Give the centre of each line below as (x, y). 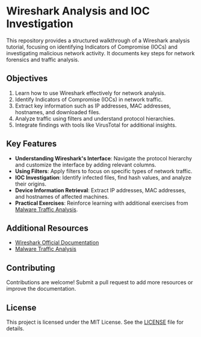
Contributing (31, 268)
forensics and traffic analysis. (43, 59)
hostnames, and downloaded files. (58, 112)
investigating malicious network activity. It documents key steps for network (100, 53)
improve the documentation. (41, 289)
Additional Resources (47, 228)
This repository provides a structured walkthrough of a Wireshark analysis (98, 40)
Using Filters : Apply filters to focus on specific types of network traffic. (104, 171)
